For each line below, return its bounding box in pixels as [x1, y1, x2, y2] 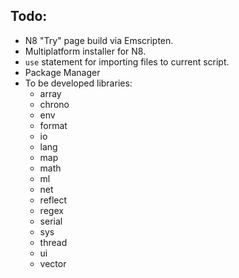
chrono [39, 98, 70, 110]
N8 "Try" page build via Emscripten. [24, 34, 174, 46]
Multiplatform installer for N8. [24, 45, 147, 57]
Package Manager [24, 66, 101, 78]
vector [39, 257, 67, 269]
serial [39, 215, 63, 227]
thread [39, 236, 68, 248]
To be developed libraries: [24, 77, 133, 89]
